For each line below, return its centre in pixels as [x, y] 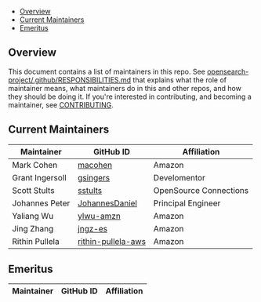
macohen [95, 165]
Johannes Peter [41, 203]
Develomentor [179, 177]
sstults [90, 190]
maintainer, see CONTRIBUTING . [61, 104]
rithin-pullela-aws [112, 241]
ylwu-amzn [100, 216]
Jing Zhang [33, 228]
